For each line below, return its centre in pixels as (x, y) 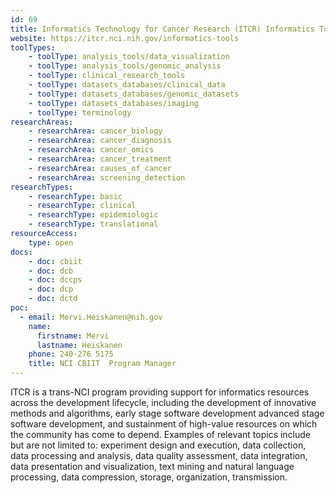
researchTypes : (42, 187)
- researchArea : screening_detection (107, 177)
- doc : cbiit (55, 261)
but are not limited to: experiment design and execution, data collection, (158, 445)
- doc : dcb (51, 271)
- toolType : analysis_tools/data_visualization (129, 57)
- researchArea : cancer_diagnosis (100, 141)
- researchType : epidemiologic (93, 215)
